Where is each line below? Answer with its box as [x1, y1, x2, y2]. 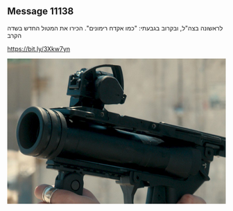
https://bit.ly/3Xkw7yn [7, 44, 71, 53]
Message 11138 [7, 6, 74, 17]
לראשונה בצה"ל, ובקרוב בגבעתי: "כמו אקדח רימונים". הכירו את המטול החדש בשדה [7, 24, 223, 32]
